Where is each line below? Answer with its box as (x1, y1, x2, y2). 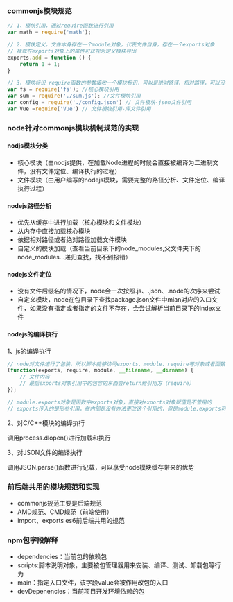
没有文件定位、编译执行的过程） (29, 166, 121, 175)
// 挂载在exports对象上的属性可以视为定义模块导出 (7, 47, 137, 55)
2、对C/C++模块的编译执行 (7, 418, 85, 427)
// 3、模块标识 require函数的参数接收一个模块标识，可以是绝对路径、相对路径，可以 (7, 80, 221, 87)
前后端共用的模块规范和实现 (7, 482, 100, 492)
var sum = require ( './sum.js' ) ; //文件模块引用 (7, 92, 141, 100)
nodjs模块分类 (7, 141, 49, 150)
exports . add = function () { (7, 54, 92, 61)
